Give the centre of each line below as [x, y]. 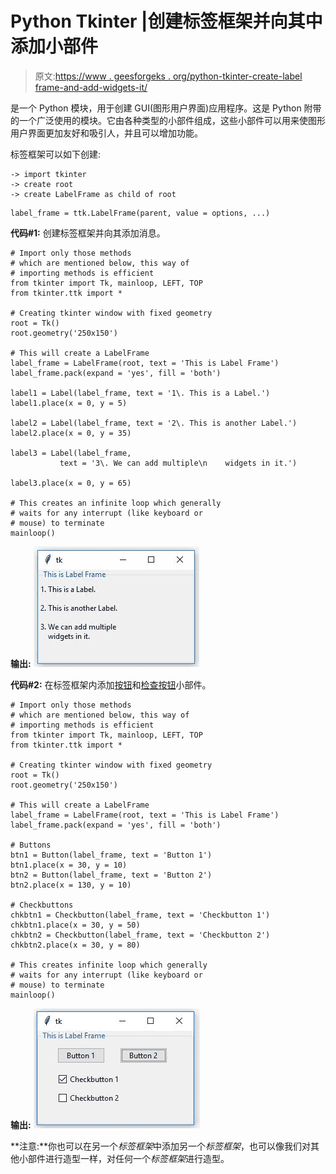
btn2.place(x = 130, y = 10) [71, 885]
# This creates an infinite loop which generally [116, 503]
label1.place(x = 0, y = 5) [69, 403]
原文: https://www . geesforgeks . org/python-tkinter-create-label [168, 76]
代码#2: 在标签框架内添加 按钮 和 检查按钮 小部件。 [111, 684]
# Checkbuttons [42, 905]
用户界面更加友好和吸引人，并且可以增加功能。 [106, 133]
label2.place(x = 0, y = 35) [71, 433]
